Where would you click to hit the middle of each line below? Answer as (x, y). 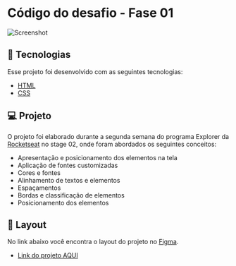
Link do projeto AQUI (48, 255)
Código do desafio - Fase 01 (91, 13)
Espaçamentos (39, 188)
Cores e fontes (39, 173)
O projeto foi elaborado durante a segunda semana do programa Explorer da (118, 136)
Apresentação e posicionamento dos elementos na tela (97, 157)
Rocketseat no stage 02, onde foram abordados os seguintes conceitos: (112, 144)
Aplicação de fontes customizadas (68, 165)
